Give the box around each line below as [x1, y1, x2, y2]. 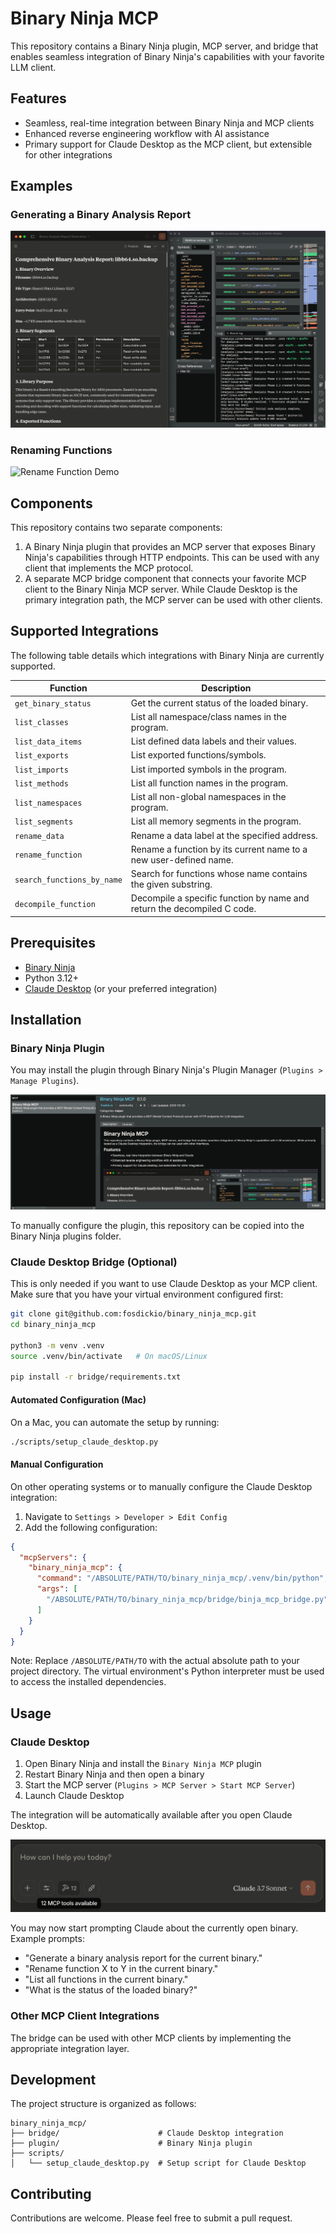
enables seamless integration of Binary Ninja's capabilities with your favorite [10, 50, 325, 62]
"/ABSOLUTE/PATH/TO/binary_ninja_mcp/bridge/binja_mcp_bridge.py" [46, 1595, 329, 1605]
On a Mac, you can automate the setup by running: [10, 1416, 220, 1428]
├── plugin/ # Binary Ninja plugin [10, 2138, 253, 2149]
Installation [10, 1012, 82, 1029]
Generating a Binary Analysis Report [10, 208, 192, 222]
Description [201, 682, 252, 694]
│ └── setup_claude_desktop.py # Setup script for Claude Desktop [10, 2158, 307, 2169]
